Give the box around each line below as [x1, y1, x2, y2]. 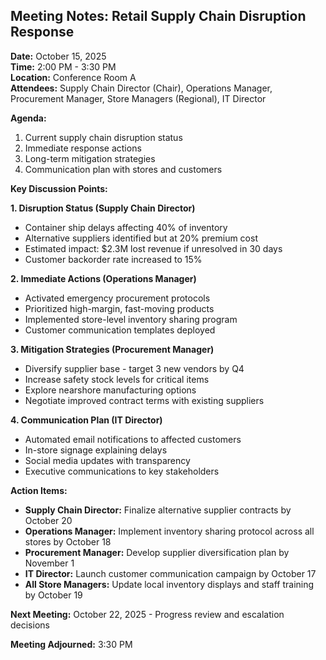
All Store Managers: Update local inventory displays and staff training [24, 578, 315, 590]
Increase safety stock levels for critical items [24, 373, 210, 385]
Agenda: [10, 112, 47, 124]
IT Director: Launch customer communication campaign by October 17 [24, 567, 317, 579]
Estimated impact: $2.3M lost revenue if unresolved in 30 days [24, 242, 283, 254]
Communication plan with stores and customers [24, 163, 223, 175]
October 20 [24, 514, 73, 526]
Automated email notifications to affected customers [24, 433, 242, 445]
